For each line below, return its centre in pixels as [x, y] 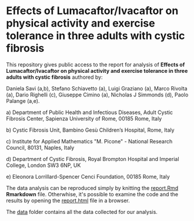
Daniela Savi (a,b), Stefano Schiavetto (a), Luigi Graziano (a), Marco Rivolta [97, 88]
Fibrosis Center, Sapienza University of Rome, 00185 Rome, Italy [84, 118]
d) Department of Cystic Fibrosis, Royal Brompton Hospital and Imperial [93, 159]
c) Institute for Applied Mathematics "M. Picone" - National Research [89, 141]
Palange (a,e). [23, 101]
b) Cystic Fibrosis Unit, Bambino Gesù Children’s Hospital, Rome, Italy [90, 130]
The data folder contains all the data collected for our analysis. [82, 212]
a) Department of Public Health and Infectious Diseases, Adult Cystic [90, 112]
